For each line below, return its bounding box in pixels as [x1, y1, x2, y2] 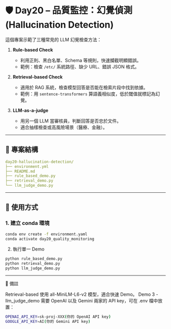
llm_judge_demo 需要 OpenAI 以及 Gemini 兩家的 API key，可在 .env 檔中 [5, 298, 158, 304]
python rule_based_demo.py [5, 256, 63, 262]
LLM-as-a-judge [12, 107, 48, 113]
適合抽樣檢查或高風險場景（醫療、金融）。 [20, 124, 108, 130]
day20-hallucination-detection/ [5, 159, 74, 164]
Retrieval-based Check [12, 73, 63, 80]
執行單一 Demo [12, 246, 45, 252]
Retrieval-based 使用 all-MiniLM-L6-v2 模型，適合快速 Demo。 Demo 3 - [5, 291, 159, 297]
